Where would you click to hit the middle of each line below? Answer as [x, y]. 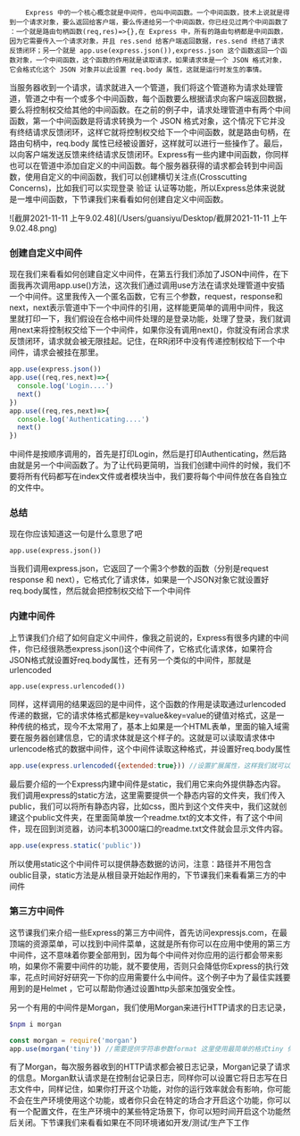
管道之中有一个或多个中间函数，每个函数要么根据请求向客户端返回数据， [158, 98]
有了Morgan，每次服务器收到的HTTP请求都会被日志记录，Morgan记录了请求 [150, 1067]
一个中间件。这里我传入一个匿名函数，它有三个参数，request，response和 [146, 297]
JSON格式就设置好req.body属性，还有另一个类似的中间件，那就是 [130, 660]
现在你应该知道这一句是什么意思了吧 [76, 534]
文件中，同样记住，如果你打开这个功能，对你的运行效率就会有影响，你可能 [154, 1090]
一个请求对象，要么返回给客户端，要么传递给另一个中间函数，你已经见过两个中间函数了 [152, 22]
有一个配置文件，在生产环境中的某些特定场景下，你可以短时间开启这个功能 [146, 1112]
